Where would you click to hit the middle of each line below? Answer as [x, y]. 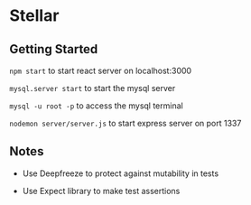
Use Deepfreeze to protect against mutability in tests [121, 173]
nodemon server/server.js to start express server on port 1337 [125, 123]
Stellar [34, 16]
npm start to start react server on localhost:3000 [101, 70]
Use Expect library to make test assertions [101, 191]
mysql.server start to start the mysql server [93, 88]
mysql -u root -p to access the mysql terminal [96, 106]
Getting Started [54, 49]
